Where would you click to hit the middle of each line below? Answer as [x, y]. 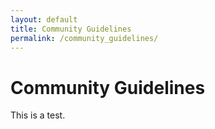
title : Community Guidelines [71, 29]
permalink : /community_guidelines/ [84, 38]
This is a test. [38, 115]
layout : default [44, 19]
